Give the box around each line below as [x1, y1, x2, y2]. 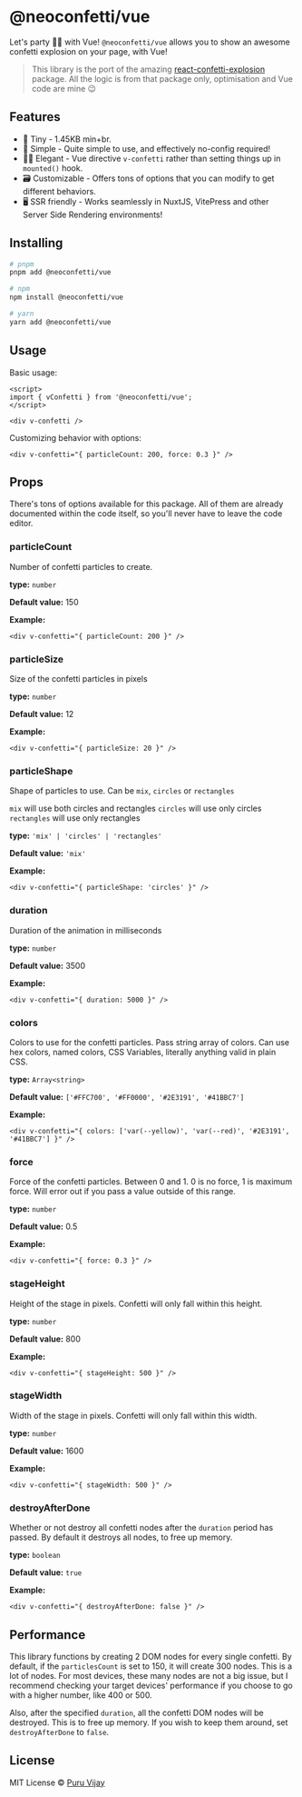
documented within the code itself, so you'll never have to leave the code [9, 508, 283, 519]
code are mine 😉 [31, 83, 97, 94]
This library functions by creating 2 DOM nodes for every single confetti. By [9, 1651, 292, 1662]
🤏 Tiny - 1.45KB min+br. [22, 134, 112, 145]
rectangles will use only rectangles [9, 813, 141, 824]
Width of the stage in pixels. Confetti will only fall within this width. [9, 1410, 258, 1421]
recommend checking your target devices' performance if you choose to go [9, 1680, 293, 1691]
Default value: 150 [9, 596, 79, 607]
